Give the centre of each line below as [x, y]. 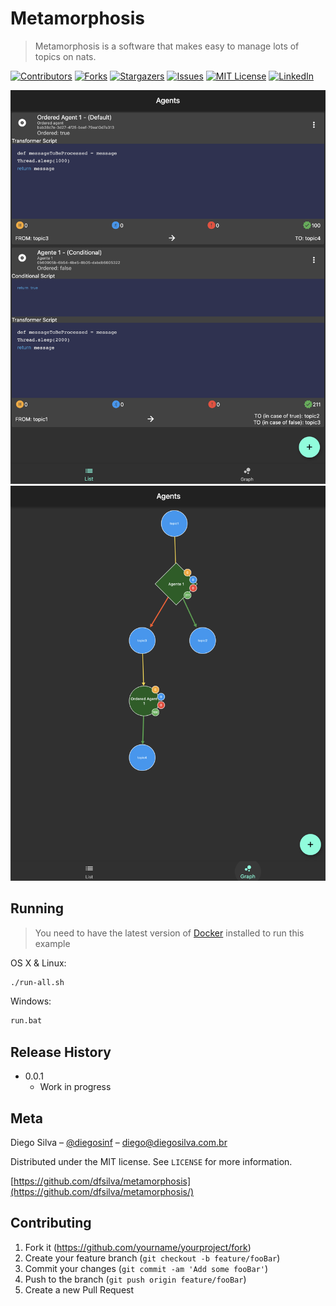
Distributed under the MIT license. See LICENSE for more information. [151, 1161]
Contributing [51, 1223]
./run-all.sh [37, 982]
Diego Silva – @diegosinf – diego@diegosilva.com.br [119, 1142]
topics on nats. [65, 56]
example [52, 943]
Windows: [31, 1001]
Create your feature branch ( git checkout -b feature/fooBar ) [152, 1258]
